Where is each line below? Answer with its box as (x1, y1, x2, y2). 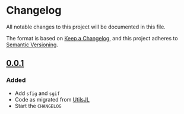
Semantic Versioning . (6, 41, 58, 48)
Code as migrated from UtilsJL (14, 96, 90, 103)
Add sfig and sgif (14, 90, 61, 97)
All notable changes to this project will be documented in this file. (6, 23, 166, 30)
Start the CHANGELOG (14, 102, 62, 109)
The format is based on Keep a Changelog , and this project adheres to (6, 34, 178, 42)
